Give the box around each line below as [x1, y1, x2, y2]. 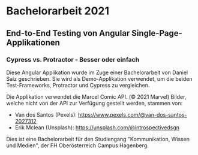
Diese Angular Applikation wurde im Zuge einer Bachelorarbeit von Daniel [6, 69, 188, 76]
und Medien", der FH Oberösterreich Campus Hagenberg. [6, 142, 149, 149]
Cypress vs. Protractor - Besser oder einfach [6, 55, 140, 63]
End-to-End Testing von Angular [6, 28, 130, 38]
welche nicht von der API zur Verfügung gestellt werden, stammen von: [6, 99, 183, 107]
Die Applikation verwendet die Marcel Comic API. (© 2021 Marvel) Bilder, [6, 93, 187, 100]
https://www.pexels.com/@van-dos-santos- [77, 111, 187, 118]
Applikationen [6, 37, 60, 47]
